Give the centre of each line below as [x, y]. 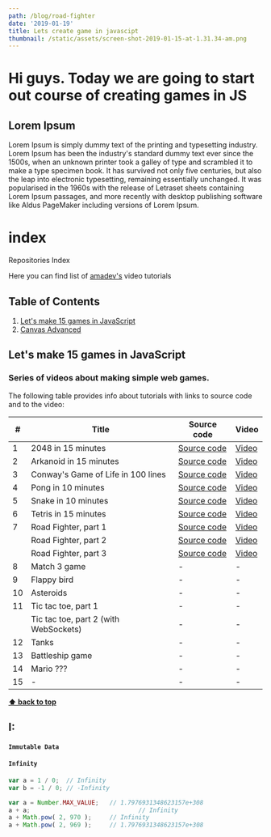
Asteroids [49, 593]
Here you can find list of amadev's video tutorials [90, 276]
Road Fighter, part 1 [69, 527]
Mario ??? [49, 669]
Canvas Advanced [50, 329]
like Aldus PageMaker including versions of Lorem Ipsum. [104, 205]
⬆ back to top [32, 702]
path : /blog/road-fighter [52, 16]
